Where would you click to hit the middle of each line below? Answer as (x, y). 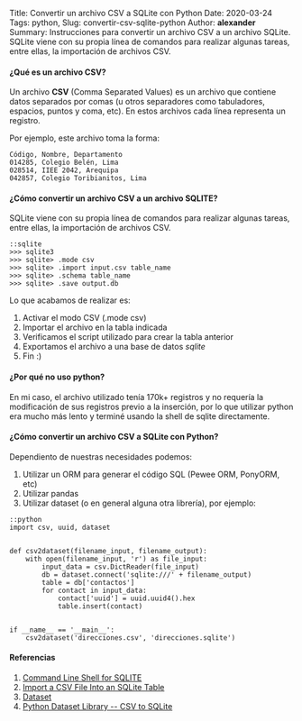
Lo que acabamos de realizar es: (70, 300)
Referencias (32, 658)
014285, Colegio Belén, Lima (64, 163)
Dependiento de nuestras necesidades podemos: (101, 456)
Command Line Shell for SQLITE (82, 678)
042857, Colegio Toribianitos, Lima (78, 178)
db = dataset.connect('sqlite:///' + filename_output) (147, 575)
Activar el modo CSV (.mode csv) (84, 318)
